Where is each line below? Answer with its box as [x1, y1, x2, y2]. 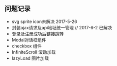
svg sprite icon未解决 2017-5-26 [11, 19, 77, 24]
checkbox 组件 [11, 43, 42, 49]
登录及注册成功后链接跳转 [11, 31, 64, 37]
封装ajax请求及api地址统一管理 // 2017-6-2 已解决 [11, 24, 112, 30]
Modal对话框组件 [11, 37, 46, 43]
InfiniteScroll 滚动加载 [11, 49, 56, 55]
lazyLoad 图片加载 [11, 55, 49, 61]
